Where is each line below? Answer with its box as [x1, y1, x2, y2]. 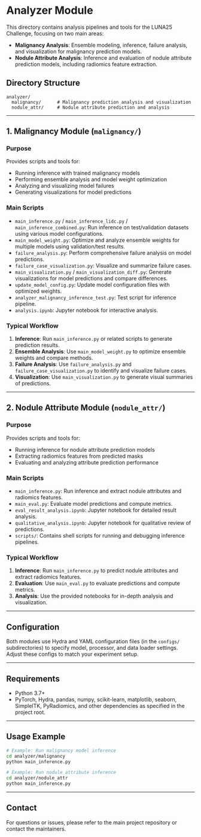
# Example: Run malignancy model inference [6, 748, 117, 754]
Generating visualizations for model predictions [14, 188, 132, 196]
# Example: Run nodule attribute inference [6, 769, 117, 776]
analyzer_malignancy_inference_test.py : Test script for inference [14, 293, 176, 301]
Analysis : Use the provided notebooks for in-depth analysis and [14, 592, 173, 600]
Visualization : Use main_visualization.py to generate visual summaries [14, 373, 193, 381]
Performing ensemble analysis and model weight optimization [14, 176, 167, 183]
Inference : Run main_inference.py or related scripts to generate [14, 335, 172, 343]
